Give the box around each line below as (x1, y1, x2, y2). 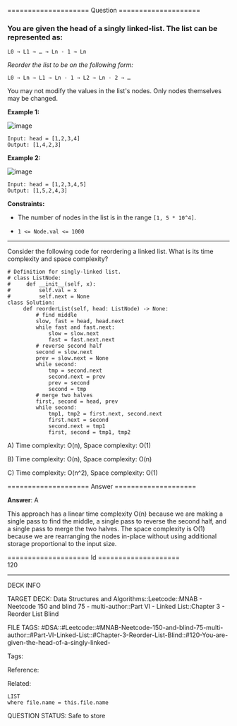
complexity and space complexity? (7, 255, 109, 263)
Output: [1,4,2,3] (7, 141, 61, 149)
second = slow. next (35, 349, 93, 356)
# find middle (35, 312, 78, 319)
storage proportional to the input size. (7, 540, 117, 548)
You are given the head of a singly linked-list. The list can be (7, 23, 218, 33)
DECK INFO (7, 581, 41, 590)
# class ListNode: (7, 274, 61, 282)
